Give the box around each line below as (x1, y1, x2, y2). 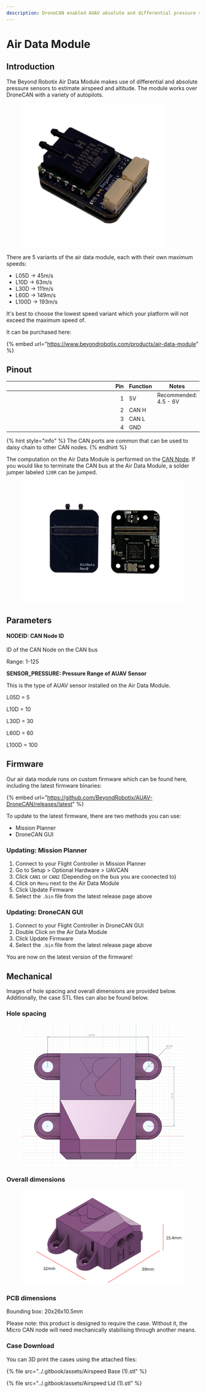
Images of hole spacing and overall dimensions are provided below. (6, 987, 177, 995)
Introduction (6, 61, 55, 72)
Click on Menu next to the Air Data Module (15, 879, 120, 887)
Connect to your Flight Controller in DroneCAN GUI (15, 922, 144, 929)
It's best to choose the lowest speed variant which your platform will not (6, 310, 189, 317)
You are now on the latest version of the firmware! (6, 953, 133, 961)
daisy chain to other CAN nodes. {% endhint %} (6, 444, 127, 451)
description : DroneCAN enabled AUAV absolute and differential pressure (6, 10, 196, 16)
